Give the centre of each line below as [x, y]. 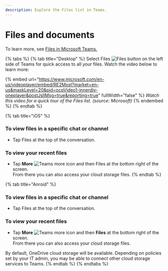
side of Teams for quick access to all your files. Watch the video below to [81, 64]
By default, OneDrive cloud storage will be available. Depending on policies [83, 253]
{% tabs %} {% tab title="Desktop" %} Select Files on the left [84, 59]
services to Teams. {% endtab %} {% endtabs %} [57, 263]
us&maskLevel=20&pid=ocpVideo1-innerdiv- [52, 90]
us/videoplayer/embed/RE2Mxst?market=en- [52, 84]
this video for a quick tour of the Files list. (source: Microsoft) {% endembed [84, 100]
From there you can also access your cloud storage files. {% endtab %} [87, 175]
